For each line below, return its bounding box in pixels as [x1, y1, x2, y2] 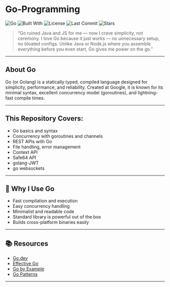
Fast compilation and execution [12, 198, 78, 204]
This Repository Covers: [5, 114, 83, 123]
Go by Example [12, 266, 45, 272]
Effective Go [12, 261, 39, 267]
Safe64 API [12, 154, 36, 160]
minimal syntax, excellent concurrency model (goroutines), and [5, 89, 137, 95]
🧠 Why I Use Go [5, 184, 55, 193]
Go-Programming [5, 4, 80, 15]
